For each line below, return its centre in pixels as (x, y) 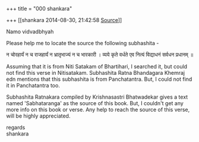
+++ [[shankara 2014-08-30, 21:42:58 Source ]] (64, 20)
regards (16, 127)
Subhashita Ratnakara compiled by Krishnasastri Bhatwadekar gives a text (97, 97)
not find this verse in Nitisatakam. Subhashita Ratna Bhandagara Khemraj (96, 73)
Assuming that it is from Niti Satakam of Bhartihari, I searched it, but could (97, 67)
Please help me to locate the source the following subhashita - (83, 43)
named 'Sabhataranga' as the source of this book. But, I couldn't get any (95, 103)
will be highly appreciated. (38, 116)
